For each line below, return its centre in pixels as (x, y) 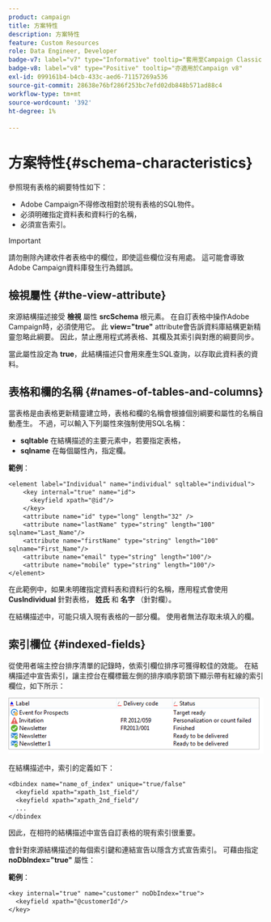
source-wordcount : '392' (50, 102)
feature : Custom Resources (54, 43)
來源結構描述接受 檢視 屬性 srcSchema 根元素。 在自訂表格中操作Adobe (129, 317)
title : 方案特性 (33, 25)
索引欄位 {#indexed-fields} (77, 645)
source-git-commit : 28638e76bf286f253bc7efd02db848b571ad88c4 (115, 85)
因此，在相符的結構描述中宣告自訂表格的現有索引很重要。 (104, 833)
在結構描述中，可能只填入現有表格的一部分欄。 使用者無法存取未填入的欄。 (133, 616)
